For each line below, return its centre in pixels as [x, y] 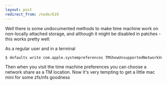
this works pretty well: [28, 39]
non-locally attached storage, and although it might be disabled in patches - [83, 34]
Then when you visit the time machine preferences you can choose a [76, 67]
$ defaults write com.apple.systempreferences [54, 57]
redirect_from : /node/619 [32, 14]
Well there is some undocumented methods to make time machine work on [82, 28]
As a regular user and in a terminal [40, 48]
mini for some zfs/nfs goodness [38, 78]
